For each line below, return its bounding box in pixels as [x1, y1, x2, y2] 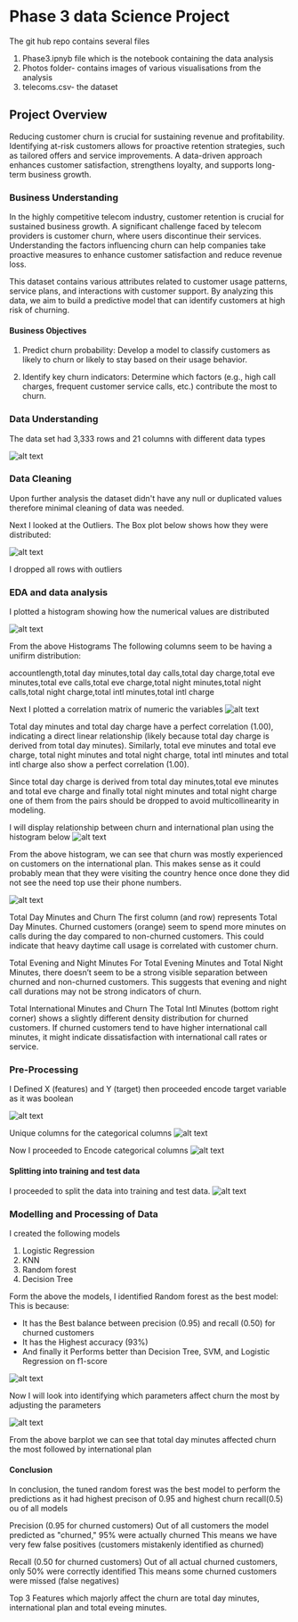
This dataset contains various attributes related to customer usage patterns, [9, 277, 287, 287]
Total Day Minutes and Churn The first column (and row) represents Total [9, 912, 278, 923]
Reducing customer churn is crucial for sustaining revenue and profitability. [9, 131, 285, 142]
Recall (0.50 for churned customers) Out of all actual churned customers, [9, 1557, 278, 1568]
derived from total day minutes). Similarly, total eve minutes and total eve [9, 741, 277, 751]
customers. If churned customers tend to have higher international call [9, 1022, 268, 1033]
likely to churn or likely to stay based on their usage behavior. [21, 354, 247, 365]
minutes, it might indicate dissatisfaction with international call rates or [9, 1032, 268, 1043]
